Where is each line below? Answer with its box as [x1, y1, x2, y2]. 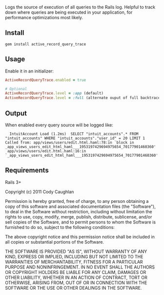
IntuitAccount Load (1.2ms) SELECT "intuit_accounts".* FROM [9, 131, 139, 136]
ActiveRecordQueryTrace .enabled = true [5, 77, 86, 82]
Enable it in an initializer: [5, 68, 54, 74]
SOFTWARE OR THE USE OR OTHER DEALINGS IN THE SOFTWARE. [5, 285, 142, 291]
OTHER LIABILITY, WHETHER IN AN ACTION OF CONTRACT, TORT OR [5, 274, 147, 280]
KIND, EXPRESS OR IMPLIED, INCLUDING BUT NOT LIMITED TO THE [5, 253, 143, 259]
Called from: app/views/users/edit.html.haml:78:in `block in [5, 140, 134, 145]
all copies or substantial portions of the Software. [5, 239, 104, 245]
